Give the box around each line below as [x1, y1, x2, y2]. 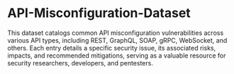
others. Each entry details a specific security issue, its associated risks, [7, 43, 216, 52]
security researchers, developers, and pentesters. [7, 58, 154, 67]
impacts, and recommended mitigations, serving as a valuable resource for [7, 51, 226, 60]
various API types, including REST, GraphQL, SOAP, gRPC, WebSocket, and [7, 36, 228, 44]
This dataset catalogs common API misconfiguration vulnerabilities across [7, 28, 224, 37]
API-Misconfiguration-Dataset [7, 5, 191, 21]
